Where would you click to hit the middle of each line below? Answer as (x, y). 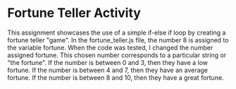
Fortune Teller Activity (74, 13)
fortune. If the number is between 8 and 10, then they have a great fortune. (116, 77)
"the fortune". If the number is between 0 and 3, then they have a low (108, 62)
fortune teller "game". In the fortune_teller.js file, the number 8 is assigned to (118, 40)
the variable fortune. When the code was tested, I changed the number (110, 47)
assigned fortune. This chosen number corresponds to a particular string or (117, 55)
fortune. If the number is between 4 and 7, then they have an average (108, 70)
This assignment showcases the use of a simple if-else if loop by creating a (117, 32)
